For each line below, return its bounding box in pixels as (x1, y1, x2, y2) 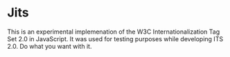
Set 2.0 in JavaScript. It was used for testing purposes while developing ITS (7, 34, 224, 43)
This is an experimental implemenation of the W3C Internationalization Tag (7, 27, 220, 36)
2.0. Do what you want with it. (7, 42, 92, 50)
